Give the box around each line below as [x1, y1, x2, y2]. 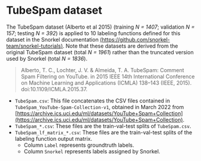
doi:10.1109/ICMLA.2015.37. [20, 85, 88, 92]
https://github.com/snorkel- [101, 36, 170, 43]
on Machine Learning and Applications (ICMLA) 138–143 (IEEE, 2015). [20, 79, 192, 86]
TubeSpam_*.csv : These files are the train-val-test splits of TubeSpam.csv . [14, 122, 191, 129]
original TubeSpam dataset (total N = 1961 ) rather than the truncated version [6, 48, 194, 55]
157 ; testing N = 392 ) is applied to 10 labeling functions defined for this [6, 29, 181, 36]
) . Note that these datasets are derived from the [60, 42, 178, 49]
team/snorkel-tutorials [6, 42, 61, 49]
